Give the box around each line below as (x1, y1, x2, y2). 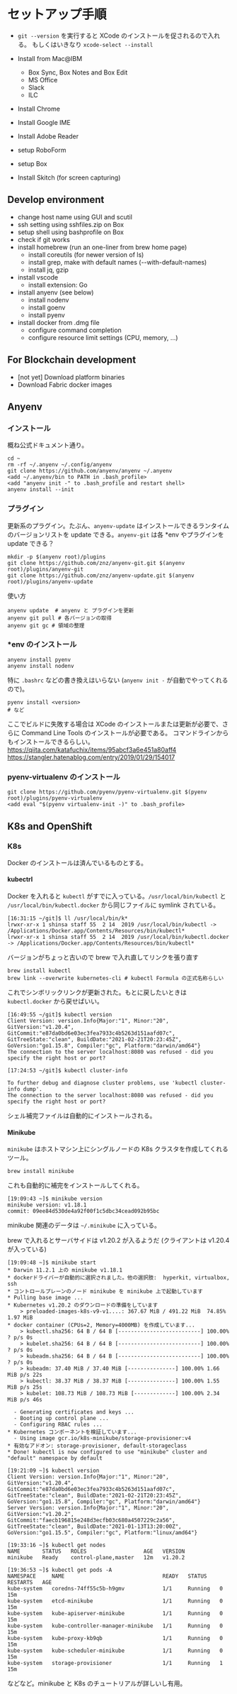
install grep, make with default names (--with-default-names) (28, 258, 207, 266)
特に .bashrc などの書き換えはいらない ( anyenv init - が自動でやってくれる (7, 676, 229, 684)
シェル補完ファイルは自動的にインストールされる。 (7, 1111, 156, 1120)
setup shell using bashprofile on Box (17, 228, 124, 236)
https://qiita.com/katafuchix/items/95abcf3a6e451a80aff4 (7, 745, 177, 754)
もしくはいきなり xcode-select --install (31, 40, 154, 48)
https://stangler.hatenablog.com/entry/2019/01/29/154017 (7, 753, 175, 761)
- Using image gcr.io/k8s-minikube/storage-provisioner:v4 (13, 1435, 192, 1442)
